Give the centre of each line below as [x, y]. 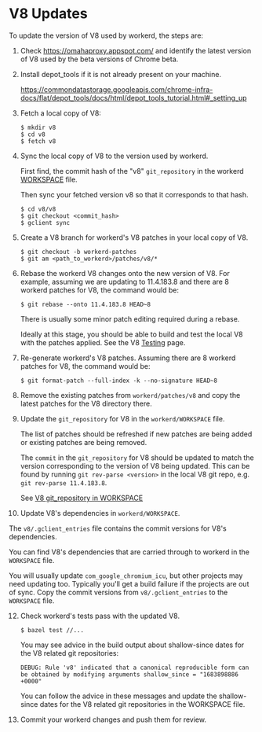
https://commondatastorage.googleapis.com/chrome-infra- [116, 89]
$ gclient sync [45, 223]
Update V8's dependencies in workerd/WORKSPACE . [100, 513]
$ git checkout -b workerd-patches [78, 252]
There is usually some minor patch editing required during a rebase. [130, 318]
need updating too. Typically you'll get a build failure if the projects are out [129, 583]
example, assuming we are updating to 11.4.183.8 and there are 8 [125, 281]
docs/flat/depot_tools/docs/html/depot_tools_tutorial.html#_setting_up [133, 97]
